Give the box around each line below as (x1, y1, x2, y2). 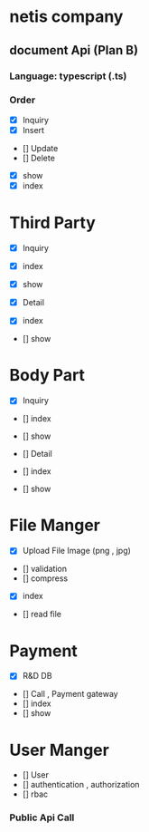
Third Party (9, 213, 97, 233)
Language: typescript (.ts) (9, 70, 127, 82)
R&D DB (22, 671, 52, 682)
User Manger (9, 740, 110, 760)
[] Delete (22, 152, 56, 163)
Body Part (9, 365, 86, 386)
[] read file (22, 609, 61, 620)
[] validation (22, 564, 68, 575)
